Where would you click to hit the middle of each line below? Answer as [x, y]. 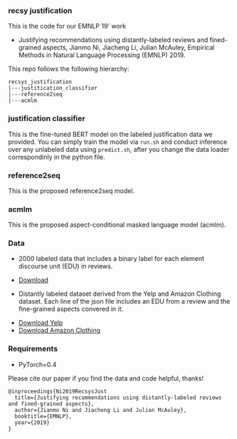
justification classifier [47, 118]
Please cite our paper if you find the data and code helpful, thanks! [106, 378]
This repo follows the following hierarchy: [69, 69]
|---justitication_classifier [53, 88]
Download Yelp [41, 323]
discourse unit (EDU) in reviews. [65, 267]
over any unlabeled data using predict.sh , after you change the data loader [119, 149]
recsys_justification [40, 82]
